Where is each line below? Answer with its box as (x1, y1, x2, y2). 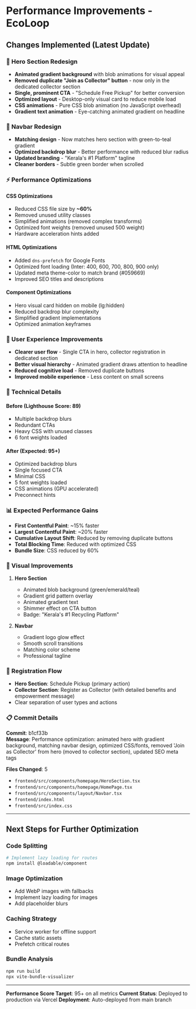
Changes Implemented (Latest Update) (6, 40, 150, 50)
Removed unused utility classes (14, 212, 91, 219)
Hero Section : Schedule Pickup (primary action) (14, 680, 130, 687)
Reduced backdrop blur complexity (14, 308, 99, 315)
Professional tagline (23, 652, 71, 659)
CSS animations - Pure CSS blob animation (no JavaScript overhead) (14, 101, 182, 109)
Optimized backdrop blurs (14, 461, 78, 468)
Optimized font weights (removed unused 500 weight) (14, 224, 145, 231)
